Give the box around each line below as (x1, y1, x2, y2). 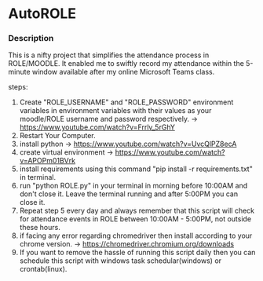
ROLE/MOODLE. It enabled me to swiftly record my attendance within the (8, 59, 245, 68)
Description (8, 33, 54, 44)
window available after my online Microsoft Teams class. (31, 68, 215, 77)
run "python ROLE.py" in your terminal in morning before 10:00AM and (19, 181, 248, 191)
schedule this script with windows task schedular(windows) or (19, 256, 222, 265)
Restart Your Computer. (19, 131, 96, 140)
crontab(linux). (19, 265, 68, 274)
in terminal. (19, 173, 57, 182)
